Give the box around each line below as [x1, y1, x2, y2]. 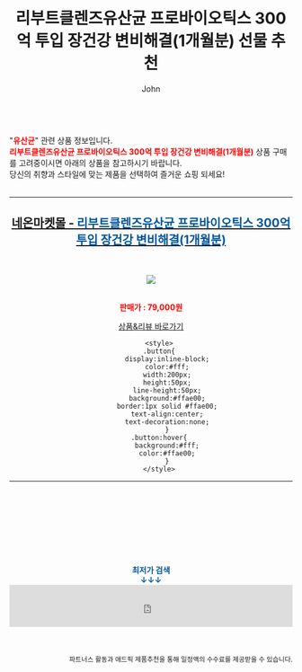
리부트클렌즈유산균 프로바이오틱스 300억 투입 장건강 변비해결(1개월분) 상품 [9, 146, 271, 157]
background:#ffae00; [129, 393, 206, 402]
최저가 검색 [131, 564, 171, 575]
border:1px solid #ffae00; [116, 402, 218, 411]
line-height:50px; [132, 385, 202, 395]
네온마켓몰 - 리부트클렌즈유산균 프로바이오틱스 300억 [11, 216, 291, 231]
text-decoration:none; [124, 417, 209, 427]
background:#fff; [134, 441, 200, 450]
